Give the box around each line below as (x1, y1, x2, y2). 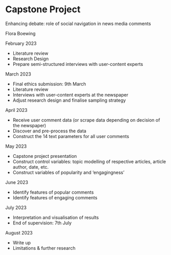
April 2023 (5, 107, 28, 113)
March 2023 (5, 71, 32, 77)
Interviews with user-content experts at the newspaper (12, 91, 129, 98)
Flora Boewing (5, 30, 36, 36)
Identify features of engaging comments (12, 194, 98, 200)
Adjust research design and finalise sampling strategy (12, 97, 126, 103)
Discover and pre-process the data (12, 128, 87, 134)
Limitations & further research (12, 245, 76, 251)
